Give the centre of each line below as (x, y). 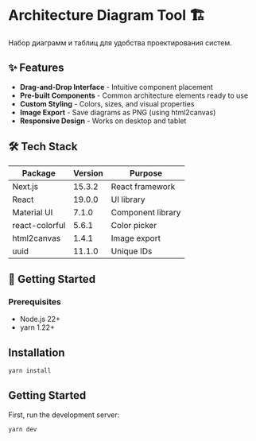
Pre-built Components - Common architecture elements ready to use (134, 95)
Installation (37, 352)
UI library (128, 199)
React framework (143, 186)
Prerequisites (35, 301)
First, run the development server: (64, 415)
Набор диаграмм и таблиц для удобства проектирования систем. (120, 43)
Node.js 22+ (40, 319)
